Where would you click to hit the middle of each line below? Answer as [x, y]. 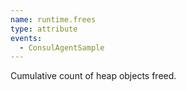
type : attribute [44, 29]
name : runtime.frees [53, 19]
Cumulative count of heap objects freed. [93, 76]
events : [26, 38]
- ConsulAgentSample [62, 47]
